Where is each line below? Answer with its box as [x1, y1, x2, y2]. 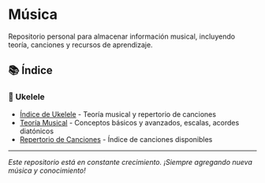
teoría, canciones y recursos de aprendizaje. [8, 39, 153, 49]
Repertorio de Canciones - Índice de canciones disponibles [19, 134, 213, 144]
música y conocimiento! [8, 166, 87, 175]
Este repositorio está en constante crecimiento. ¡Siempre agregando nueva [8, 157, 252, 166]
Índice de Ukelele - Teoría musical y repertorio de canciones [19, 109, 217, 119]
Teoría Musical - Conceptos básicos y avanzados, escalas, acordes [19, 118, 240, 127]
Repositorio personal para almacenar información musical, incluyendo [8, 32, 235, 41]
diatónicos [19, 126, 54, 136]
